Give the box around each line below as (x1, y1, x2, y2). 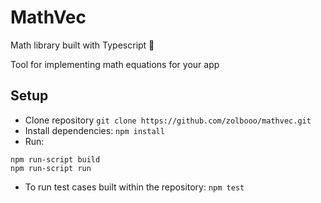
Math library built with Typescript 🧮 (10, 39, 155, 51)
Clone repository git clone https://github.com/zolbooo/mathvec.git (24, 114, 312, 126)
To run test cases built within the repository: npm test (24, 181, 245, 193)
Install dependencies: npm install (24, 124, 165, 136)
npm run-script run (10, 163, 92, 173)
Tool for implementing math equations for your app (10, 58, 220, 70)
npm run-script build (10, 154, 101, 165)
